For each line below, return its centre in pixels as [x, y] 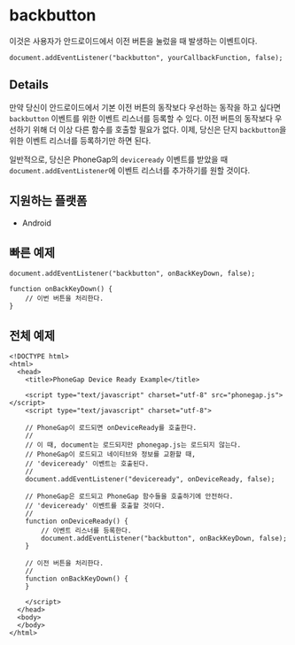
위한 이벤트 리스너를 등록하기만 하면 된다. [80, 140]
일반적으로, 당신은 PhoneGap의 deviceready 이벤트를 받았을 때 [119, 159]
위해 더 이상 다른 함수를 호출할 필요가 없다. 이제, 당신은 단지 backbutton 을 [159, 129]
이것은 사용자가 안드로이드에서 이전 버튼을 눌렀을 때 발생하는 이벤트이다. [133, 41]
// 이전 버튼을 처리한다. [65, 564]
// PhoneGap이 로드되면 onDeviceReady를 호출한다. [111, 428]
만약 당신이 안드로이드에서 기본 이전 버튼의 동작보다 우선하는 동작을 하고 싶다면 [145, 107]
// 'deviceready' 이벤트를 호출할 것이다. [95, 506]
